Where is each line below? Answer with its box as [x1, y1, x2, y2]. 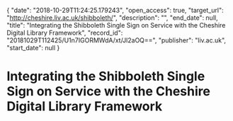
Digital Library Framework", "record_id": [6, 28, 123, 37]
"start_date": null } [6, 44, 60, 52]
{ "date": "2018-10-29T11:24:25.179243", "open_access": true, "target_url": [6, 6, 224, 14]
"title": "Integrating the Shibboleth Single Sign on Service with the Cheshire [6, 21, 226, 29]
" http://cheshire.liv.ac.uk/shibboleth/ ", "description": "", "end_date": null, [6, 13, 218, 22]
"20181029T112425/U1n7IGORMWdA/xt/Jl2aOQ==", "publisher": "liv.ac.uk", [6, 36, 227, 45]
